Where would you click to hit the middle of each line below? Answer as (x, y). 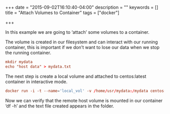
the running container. (28, 53)
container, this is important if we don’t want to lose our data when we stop (82, 47)
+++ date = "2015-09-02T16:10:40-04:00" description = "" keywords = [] (82, 7)
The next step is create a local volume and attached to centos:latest (76, 76)
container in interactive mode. (36, 81)
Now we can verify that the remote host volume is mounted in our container (84, 100)
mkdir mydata (19, 62)
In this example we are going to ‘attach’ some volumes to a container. (77, 32)
